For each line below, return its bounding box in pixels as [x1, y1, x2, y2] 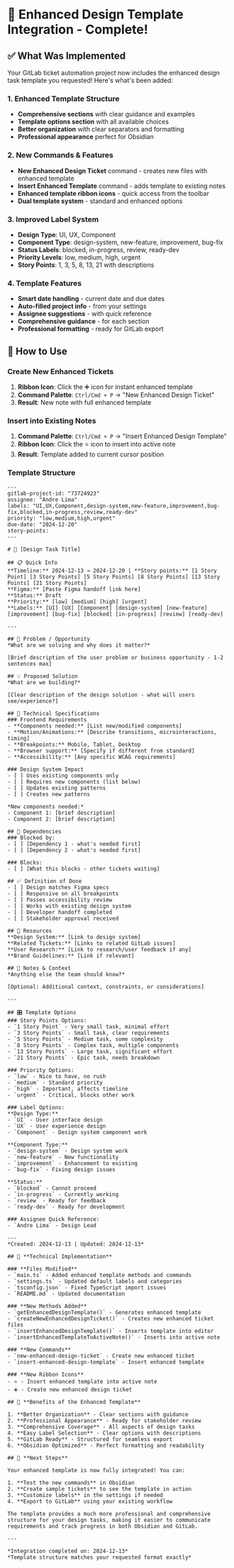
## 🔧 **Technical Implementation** [7, 1253, 113, 1261]
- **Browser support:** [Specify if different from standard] [7, 747, 195, 755]
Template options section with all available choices [17, 117, 169, 126]
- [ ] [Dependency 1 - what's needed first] [7, 840, 141, 848]
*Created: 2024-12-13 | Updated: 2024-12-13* [7, 1241, 144, 1248]
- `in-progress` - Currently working [7, 1191, 119, 1198]
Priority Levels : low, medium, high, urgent [17, 253, 141, 261]
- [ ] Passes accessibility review [7, 897, 113, 904]
